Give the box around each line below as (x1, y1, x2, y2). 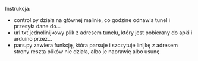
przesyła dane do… (13, 23, 61, 30)
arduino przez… (13, 36, 52, 42)
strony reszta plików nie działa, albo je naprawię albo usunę (13, 48, 160, 55)
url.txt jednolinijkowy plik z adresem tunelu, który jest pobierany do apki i (13, 29, 193, 36)
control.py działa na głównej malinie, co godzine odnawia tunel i (13, 17, 170, 23)
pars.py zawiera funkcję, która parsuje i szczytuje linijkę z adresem (13, 41, 178, 49)
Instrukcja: (5, 5, 31, 12)
